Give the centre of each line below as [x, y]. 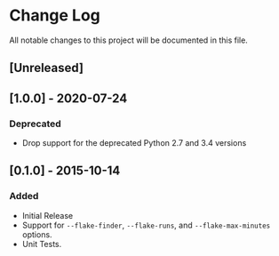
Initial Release [48, 215]
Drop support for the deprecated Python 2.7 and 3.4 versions [134, 143]
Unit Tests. [42, 244]
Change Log [55, 16]
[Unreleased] [47, 68]
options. [37, 234]
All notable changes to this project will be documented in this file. [129, 40]
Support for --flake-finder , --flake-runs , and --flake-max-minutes [146, 225]
